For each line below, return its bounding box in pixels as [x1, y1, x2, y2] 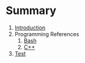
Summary [6, 4, 56, 18]
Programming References [14, 30, 79, 37]
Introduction [14, 24, 46, 31]
